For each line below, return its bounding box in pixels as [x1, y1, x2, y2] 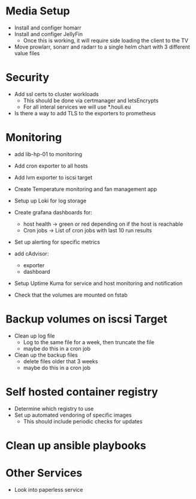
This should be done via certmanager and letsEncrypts [23, 97, 159, 104]
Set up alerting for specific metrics [14, 238, 100, 246]
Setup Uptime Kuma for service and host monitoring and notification [14, 279, 183, 286]
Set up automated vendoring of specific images [14, 411, 132, 419]
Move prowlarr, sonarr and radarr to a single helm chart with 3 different [14, 43, 190, 50]
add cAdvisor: [14, 250, 49, 257]
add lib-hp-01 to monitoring [14, 150, 82, 157]
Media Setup [5, 4, 70, 18]
